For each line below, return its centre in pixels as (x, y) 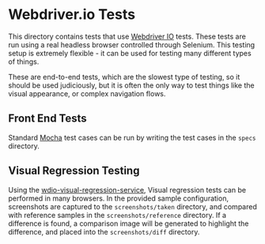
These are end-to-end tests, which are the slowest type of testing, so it (124, 77)
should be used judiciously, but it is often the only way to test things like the (131, 85)
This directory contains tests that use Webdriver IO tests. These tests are (127, 36)
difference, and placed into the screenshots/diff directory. (104, 231)
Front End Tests (47, 119)
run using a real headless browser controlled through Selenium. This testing (132, 44)
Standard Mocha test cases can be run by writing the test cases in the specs (132, 137)
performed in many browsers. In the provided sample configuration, (119, 198)
